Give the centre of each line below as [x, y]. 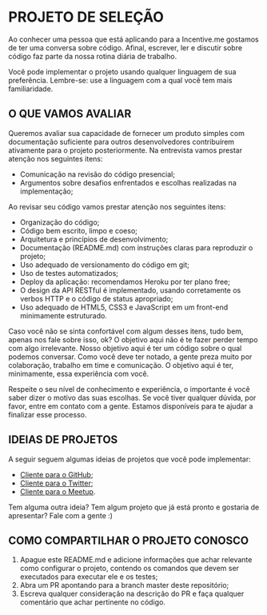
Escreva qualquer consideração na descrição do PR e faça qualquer [132, 594]
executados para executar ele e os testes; [89, 577]
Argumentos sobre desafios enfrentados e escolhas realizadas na [128, 182]
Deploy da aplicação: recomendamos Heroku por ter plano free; [125, 282]
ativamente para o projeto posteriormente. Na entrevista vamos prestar [125, 150]
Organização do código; [60, 222]
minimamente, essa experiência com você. [79, 373]
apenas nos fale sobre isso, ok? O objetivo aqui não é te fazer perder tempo [133, 339]
